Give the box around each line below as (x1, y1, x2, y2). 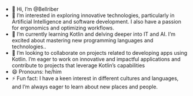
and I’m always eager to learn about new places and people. (11, 83, 158, 90)
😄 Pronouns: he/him (11, 68, 62, 75)
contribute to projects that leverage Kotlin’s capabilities (11, 62, 145, 69)
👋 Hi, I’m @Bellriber (11, 6, 59, 12)
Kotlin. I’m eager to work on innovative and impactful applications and (11, 56, 181, 62)
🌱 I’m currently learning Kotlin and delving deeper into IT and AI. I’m (11, 31, 175, 38)
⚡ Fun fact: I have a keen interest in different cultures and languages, (11, 75, 179, 82)
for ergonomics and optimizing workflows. (11, 24, 115, 31)
